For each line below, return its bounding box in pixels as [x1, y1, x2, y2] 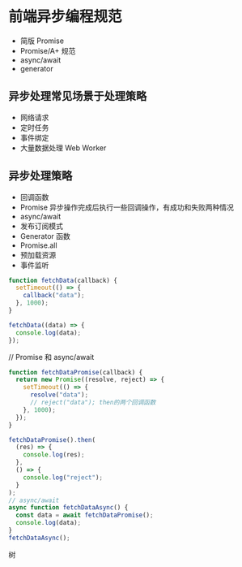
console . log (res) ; [23, 451, 85, 459]
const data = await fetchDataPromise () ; [15, 511, 154, 520]
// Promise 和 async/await [8, 352, 95, 361]
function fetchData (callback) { [8, 276, 117, 284]
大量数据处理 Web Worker [19, 143, 107, 153]
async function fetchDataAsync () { [8, 504, 129, 512]
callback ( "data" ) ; [23, 292, 85, 300]
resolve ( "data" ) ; [29, 391, 89, 399]
